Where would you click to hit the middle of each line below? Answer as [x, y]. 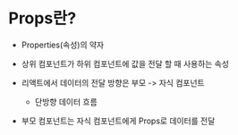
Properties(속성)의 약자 [63, 45]
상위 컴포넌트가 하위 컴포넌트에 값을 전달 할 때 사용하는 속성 [125, 63]
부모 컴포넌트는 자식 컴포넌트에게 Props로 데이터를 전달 [118, 121]
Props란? [42, 18]
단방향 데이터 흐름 [66, 101]
